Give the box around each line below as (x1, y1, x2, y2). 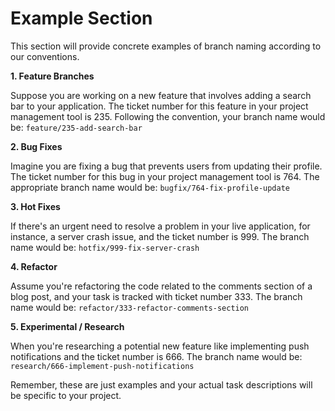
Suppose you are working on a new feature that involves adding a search (10, 89, 312, 101)
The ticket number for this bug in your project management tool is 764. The (10, 170, 320, 182)
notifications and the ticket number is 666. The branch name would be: (10, 350, 303, 362)
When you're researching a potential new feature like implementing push (10, 340, 310, 352)
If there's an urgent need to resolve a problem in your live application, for (10, 220, 311, 232)
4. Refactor (10, 260, 58, 272)
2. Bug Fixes (10, 140, 63, 152)
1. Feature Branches (10, 70, 95, 82)
